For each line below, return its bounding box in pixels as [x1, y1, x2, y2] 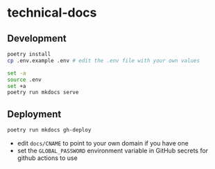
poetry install [7, 51, 51, 57]
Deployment [7, 108, 62, 120]
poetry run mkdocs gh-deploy [7, 127, 92, 134]
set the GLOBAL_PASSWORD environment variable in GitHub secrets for [17, 146, 209, 154]
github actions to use [17, 154, 78, 162]
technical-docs [7, 5, 97, 21]
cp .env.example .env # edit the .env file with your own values [7, 57, 200, 64]
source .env [7, 76, 42, 83]
